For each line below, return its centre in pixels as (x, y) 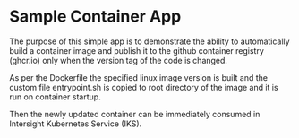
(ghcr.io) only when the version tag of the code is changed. (119, 60)
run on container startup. (55, 97)
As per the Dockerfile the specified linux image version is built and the (139, 77)
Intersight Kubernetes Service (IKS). (76, 124)
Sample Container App (95, 17)
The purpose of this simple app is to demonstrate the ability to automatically (149, 41)
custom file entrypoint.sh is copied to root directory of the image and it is (144, 87)
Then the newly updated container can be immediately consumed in (135, 114)
